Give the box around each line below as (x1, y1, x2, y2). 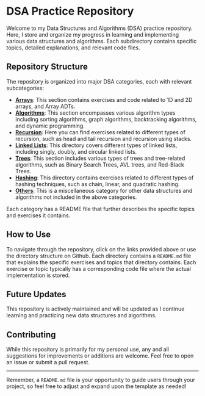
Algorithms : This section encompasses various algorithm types (15, 109, 176, 117)
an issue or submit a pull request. (6, 359, 90, 366)
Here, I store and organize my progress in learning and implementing (6, 31, 179, 38)
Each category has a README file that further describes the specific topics (6, 205, 195, 212)
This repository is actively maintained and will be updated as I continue (6, 305, 185, 312)
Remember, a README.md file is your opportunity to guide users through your (6, 376, 195, 384)
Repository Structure (6, 62, 88, 72)
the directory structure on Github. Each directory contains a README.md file (6, 252, 192, 259)
